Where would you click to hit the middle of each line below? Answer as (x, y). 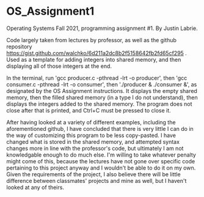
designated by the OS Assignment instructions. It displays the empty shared (102, 91)
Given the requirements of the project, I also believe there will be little (94, 174)
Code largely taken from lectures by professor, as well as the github (92, 40)
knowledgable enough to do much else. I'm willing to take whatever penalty (101, 155)
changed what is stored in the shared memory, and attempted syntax (93, 141)
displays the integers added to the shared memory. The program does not (99, 104)
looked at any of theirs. (35, 187)
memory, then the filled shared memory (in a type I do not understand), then (102, 97)
